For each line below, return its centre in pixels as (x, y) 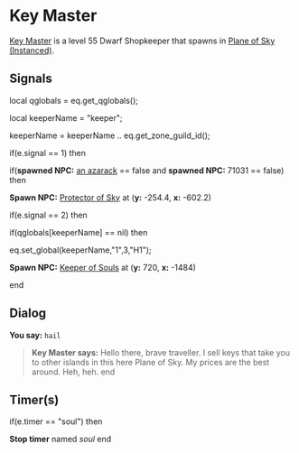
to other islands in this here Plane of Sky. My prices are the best (150, 362)
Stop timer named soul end (61, 439)
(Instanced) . (32, 50)
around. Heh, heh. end (73, 372)
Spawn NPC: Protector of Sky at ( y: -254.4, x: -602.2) (111, 197)
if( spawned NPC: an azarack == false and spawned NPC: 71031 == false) (147, 170)
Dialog (28, 314)
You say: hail (35, 335)
